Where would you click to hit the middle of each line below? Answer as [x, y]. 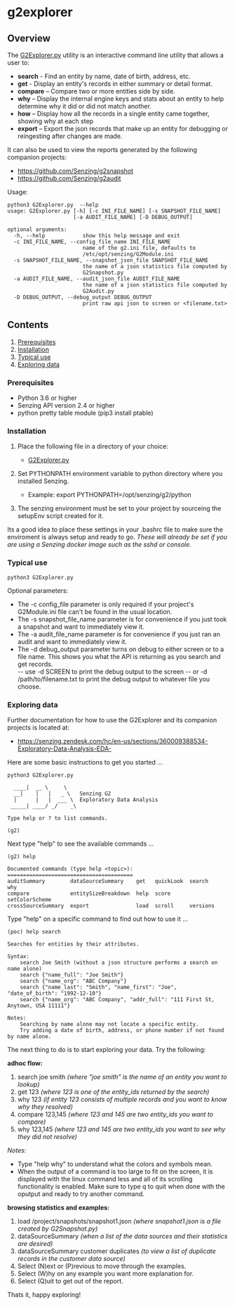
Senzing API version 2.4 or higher [66, 406]
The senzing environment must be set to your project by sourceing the [119, 508]
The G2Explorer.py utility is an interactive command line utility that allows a [116, 55]
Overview [29, 38]
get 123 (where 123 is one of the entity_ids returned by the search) [113, 1092]
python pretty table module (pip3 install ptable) [85, 413]
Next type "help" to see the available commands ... [81, 843]
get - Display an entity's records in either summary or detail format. [115, 84]
